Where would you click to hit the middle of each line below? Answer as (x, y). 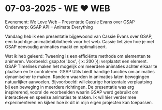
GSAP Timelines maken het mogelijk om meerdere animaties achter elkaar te (81, 66)
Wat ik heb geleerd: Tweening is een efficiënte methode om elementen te (78, 56)
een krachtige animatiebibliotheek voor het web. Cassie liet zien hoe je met (80, 41)
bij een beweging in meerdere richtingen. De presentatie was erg (70, 87)
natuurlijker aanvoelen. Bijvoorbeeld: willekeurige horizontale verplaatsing (79, 82)
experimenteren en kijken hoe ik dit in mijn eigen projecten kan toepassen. (79, 102)
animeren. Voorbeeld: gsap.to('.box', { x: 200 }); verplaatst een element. (76, 61)
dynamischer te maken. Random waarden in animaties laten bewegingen (77, 77)
